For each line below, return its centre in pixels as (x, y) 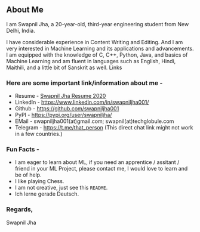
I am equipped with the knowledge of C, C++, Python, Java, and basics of (97, 55)
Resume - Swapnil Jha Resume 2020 (60, 96)
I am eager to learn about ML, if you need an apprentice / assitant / (97, 162)
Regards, (20, 209)
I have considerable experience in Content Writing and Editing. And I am (95, 42)
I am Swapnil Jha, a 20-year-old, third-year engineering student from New (98, 24)
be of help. (28, 175)
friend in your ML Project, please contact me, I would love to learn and (101, 169)
